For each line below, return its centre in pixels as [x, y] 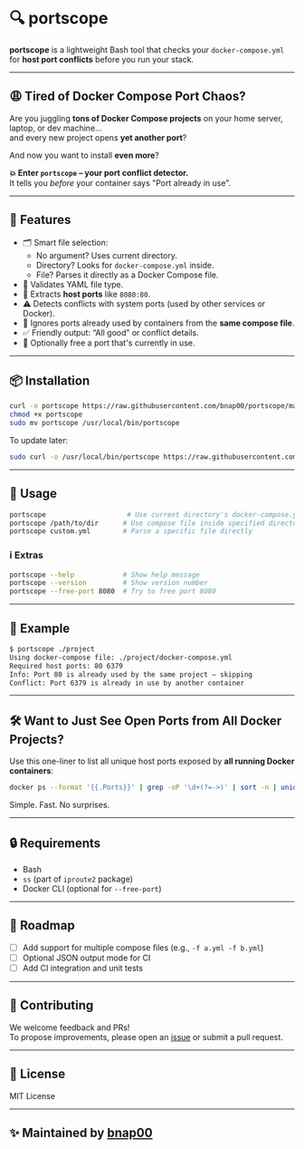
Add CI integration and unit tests [82, 968]
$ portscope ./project [52, 649]
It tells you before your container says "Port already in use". [120, 182]
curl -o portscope [44, 406]
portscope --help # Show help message [105, 574]
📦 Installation [50, 380]
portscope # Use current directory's [119, 514]
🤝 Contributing [52, 1005]
